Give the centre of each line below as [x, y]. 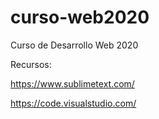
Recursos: [31, 64]
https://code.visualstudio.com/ [73, 103]
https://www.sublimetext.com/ [72, 83]
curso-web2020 [80, 17]
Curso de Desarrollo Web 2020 [74, 45]
